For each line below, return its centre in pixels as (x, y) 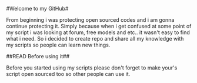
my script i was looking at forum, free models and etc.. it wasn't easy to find (98, 32)
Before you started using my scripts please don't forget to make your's (92, 68)
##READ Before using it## (38, 56)
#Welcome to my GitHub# (37, 9)
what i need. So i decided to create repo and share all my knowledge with (95, 39)
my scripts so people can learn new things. (58, 45)
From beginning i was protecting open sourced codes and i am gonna (90, 20)
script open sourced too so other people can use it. (68, 74)
